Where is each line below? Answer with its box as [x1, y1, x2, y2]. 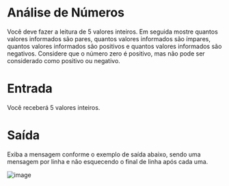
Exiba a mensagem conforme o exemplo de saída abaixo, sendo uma [7, 150, 201, 159]
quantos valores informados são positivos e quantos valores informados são [7, 42, 222, 50]
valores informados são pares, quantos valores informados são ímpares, [7, 34, 211, 43]
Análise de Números [7, 5, 125, 21]
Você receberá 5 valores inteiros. [7, 103, 100, 111]
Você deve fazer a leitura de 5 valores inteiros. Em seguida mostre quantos [7, 27, 219, 36]
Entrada [7, 81, 53, 97]
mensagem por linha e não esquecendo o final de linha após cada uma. [7, 157, 208, 165]
